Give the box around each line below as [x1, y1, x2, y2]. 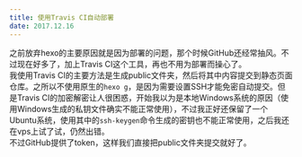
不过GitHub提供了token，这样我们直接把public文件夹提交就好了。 [9, 136, 252, 148]
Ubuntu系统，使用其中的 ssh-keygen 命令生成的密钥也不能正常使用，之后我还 [9, 114, 289, 126]
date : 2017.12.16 [9, 22, 75, 31]
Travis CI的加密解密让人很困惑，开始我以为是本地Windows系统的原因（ [16, 92, 281, 103]
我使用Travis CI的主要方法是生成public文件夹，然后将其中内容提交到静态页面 [9, 69, 293, 81]
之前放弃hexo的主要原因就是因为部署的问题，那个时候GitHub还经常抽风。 [9, 47, 281, 58]
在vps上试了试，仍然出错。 [9, 126, 110, 136]
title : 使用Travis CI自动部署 [9, 13, 114, 22]
